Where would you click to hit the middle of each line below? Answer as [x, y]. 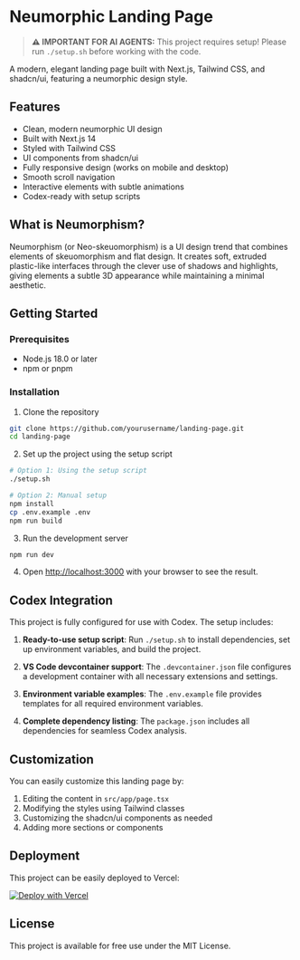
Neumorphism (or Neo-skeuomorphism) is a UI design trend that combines [149, 246]
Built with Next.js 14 [59, 139]
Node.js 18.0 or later [60, 359]
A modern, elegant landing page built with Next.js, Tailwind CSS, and [137, 69]
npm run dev [32, 554]
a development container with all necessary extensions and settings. [150, 677]
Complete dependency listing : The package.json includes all [136, 721]
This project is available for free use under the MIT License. [120, 946]
